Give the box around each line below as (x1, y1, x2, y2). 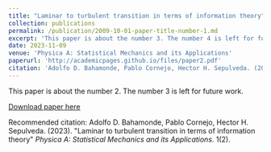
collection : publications (8, 19, 95, 27)
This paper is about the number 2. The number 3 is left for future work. (8, 86, 244, 96)
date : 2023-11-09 (8, 42, 67, 50)
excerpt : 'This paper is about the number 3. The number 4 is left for (8, 34, 254, 43)
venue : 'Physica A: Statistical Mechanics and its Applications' (8, 49, 232, 57)
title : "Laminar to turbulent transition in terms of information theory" (8, 11, 265, 20)
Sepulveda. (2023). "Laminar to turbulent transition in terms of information (8, 125, 256, 135)
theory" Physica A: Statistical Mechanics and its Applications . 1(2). (8, 134, 231, 144)
